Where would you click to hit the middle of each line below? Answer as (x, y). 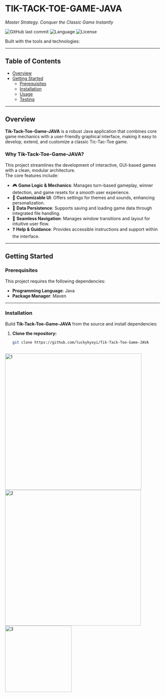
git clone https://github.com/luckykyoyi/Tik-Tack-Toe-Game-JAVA (80, 342)
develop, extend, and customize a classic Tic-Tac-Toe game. (67, 142)
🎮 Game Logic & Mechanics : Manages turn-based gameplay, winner (82, 185)
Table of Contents (33, 61)
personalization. (28, 203)
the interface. (26, 236)
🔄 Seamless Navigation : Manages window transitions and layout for (81, 218)
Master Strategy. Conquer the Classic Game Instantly (59, 22)
